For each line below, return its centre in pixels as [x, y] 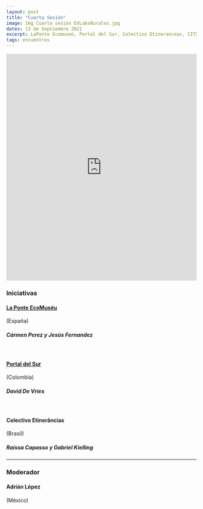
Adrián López [24, 487]
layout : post [23, 12]
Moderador [23, 472]
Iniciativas [22, 293]
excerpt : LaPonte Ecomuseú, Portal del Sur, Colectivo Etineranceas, [96, 34]
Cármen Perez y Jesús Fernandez [50, 335]
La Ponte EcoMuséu [32, 307]
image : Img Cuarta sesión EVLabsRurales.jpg [63, 23]
